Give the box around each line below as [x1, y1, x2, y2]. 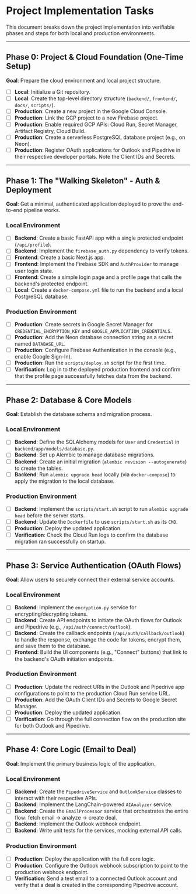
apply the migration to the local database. [14, 477, 115, 484]
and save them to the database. [14, 643, 91, 650]
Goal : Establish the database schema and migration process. [6, 411, 152, 418]
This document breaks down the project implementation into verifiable [6, 23, 175, 30]
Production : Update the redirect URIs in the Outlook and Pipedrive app [14, 683, 185, 690]
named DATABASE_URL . [14, 340, 66, 347]
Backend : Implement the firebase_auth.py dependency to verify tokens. [14, 247, 189, 254]
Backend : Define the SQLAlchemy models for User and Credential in [14, 438, 180, 446]
